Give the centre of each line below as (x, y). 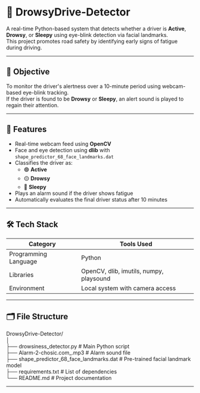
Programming (28, 254)
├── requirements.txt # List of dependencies (62, 372)
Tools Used (136, 244)
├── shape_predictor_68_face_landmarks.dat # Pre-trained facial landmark (99, 359)
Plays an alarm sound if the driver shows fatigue (74, 193)
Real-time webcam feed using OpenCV (63, 144)
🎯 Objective (28, 72)
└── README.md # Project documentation (59, 378)
